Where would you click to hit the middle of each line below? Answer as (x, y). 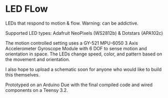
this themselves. (23, 74)
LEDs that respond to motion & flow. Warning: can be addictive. (72, 23)
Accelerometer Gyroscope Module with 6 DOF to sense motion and (76, 48)
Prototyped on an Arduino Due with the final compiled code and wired (79, 85)
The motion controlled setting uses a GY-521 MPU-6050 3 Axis (72, 43)
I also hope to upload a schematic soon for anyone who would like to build (83, 69)
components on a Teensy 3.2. (37, 90)
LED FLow (27, 9)
